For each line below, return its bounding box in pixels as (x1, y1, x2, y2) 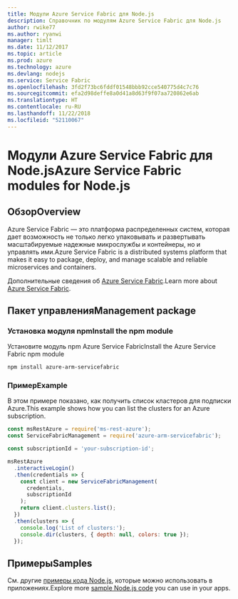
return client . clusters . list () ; (20, 504, 116, 512)
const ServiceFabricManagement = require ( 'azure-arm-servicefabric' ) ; (7, 432, 222, 439)
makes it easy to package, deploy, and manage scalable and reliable (7, 255, 208, 264)
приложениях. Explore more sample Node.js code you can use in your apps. (7, 584, 231, 593)
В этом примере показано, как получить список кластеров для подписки (7, 396, 232, 405)
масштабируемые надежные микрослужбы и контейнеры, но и (7, 240, 201, 248)
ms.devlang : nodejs (7, 70, 66, 77)
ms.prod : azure (7, 57, 53, 64)
